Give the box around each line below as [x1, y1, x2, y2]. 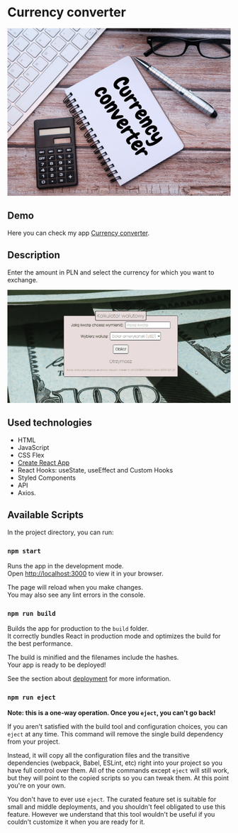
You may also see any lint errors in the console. [7, 590, 145, 599]
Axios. [17, 488, 37, 497]
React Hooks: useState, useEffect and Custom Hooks [17, 465, 174, 474]
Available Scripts [7, 509, 84, 522]
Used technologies [7, 417, 93, 429]
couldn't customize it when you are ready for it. [7, 817, 145, 826]
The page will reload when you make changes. [7, 583, 144, 591]
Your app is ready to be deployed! [7, 661, 106, 669]
